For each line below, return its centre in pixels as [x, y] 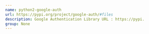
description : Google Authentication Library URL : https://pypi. [75, 19]
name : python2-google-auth [33, 10]
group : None [18, 24]
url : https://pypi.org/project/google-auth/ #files [59, 14]
